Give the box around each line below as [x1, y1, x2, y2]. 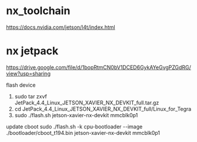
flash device [6, 81, 36, 88]
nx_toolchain [6, 4, 71, 18]
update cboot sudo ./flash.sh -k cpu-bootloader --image [6, 123, 143, 130]
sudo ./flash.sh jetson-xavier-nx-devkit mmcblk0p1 [14, 111, 138, 118]
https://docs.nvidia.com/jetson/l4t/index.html [6, 24, 116, 31]
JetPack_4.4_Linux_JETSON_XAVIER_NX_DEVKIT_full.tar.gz [14, 99, 159, 106]
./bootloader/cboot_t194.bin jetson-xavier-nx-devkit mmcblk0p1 [6, 129, 161, 136]
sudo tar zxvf [14, 93, 47, 100]
